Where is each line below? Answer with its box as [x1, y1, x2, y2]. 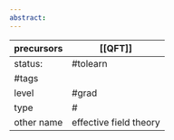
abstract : [9, 13, 47, 23]
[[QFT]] [99, 42, 133, 54]
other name [14, 116, 63, 128]
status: [14, 57, 43, 70]
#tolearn [71, 57, 108, 70]
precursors [14, 42, 63, 54]
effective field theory [71, 116, 160, 128]
